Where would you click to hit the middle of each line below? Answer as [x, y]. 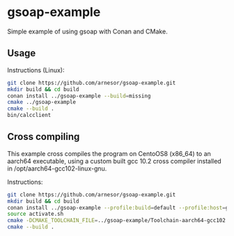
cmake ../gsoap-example [42, 102]
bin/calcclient [29, 116]
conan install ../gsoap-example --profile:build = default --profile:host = [117, 207]
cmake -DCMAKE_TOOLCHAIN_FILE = [53, 221]
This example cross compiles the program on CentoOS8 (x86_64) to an [109, 153]
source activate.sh [36, 214]
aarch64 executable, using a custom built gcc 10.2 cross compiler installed [114, 161]
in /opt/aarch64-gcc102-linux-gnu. [57, 168]
